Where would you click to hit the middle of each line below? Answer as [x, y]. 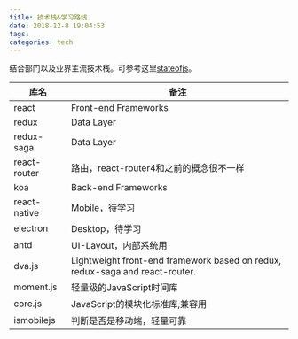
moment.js [35, 287]
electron [31, 228]
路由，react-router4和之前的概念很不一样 [158, 168]
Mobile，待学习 [103, 208]
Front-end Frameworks [119, 108]
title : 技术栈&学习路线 [48, 17]
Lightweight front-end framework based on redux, [176, 260]
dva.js [26, 266]
